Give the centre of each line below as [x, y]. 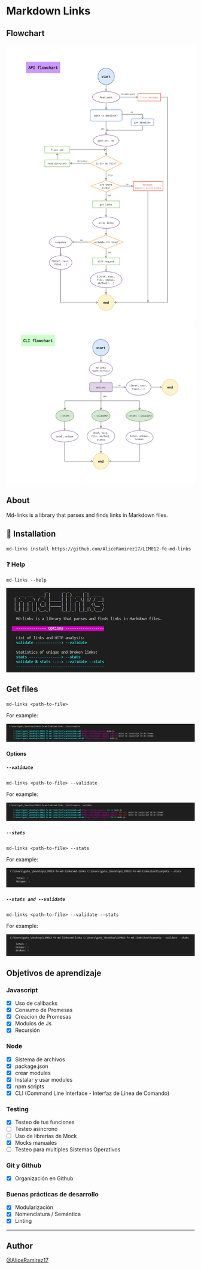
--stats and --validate [36, 900]
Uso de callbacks [36, 1003]
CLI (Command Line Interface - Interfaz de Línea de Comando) [92, 1093]
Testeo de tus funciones [45, 1122]
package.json [32, 1066]
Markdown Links [48, 11]
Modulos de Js [33, 1023]
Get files [22, 689]
